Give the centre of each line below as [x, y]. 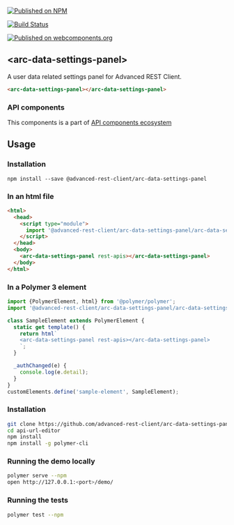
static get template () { [49, 327]
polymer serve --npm [37, 476]
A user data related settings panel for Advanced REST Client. [95, 76]
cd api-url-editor [34, 430]
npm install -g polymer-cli [48, 443]
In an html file [31, 196]
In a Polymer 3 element [47, 287]
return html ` [39, 334]
